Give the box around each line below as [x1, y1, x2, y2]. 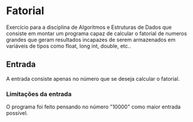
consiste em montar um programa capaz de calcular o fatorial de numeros [6, 29, 188, 37]
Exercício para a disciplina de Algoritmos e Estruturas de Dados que [6, 24, 172, 31]
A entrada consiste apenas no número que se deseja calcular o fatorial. [6, 75, 180, 82]
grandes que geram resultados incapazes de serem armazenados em [6, 36, 176, 43]
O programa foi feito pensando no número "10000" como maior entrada [6, 103, 181, 110]
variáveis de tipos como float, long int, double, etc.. [6, 42, 131, 50]
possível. [6, 110, 28, 117]
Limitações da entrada [6, 90, 72, 98]
